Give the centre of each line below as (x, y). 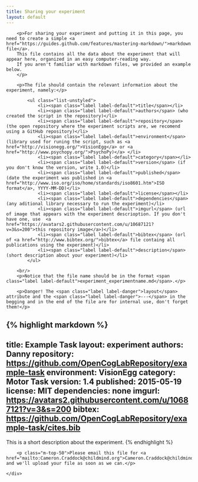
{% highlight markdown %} (57, 325)
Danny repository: (40, 354)
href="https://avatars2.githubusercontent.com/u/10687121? (80, 224)
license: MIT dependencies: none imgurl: (83, 391)
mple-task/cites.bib (43, 428)
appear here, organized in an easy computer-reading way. (79, 59)
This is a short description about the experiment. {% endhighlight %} (90, 442)
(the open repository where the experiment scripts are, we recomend (93, 126)
